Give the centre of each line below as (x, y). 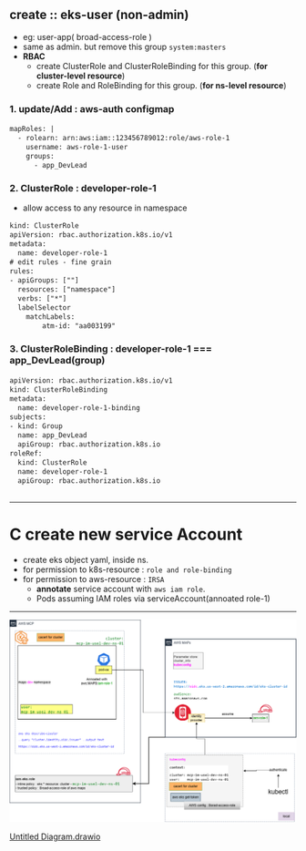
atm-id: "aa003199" (79, 326)
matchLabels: (51, 317)
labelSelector (44, 308)
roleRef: (26, 453)
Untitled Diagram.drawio (55, 836)
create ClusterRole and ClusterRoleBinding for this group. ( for (152, 66)
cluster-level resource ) (81, 76)
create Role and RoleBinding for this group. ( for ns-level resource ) (161, 85)
